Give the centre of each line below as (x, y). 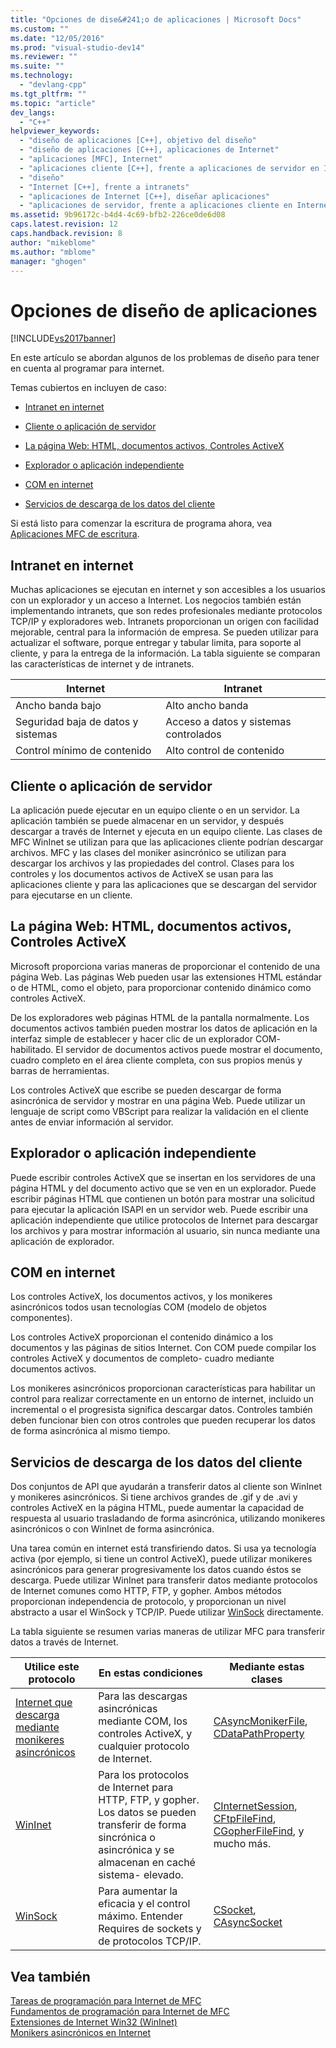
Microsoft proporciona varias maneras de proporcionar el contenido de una (165, 966)
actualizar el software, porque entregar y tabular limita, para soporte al (156, 643)
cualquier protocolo (144, 1746)
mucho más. (242, 1844)
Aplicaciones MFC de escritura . (75, 534)
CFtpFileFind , (245, 1819)
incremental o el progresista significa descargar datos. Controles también (161, 1410)
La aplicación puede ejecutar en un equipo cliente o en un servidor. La (155, 810)
